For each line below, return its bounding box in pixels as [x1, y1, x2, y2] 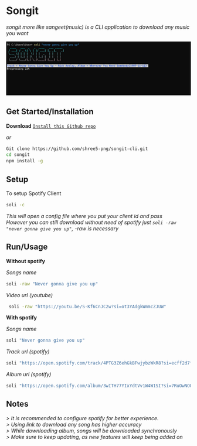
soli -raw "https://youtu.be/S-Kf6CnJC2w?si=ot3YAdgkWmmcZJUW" [8, 304, 167, 309]
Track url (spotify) [6, 348, 50, 355]
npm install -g [6, 158, 43, 164]
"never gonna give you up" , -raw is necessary [6, 224, 119, 232]
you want [6, 29, 29, 36]
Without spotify [6, 257, 46, 264]
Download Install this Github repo [6, 122, 96, 130]
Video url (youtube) [6, 291, 53, 298]
